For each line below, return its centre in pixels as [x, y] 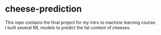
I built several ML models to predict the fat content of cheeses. [68, 27]
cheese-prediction [43, 9]
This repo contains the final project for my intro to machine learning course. [81, 22]
